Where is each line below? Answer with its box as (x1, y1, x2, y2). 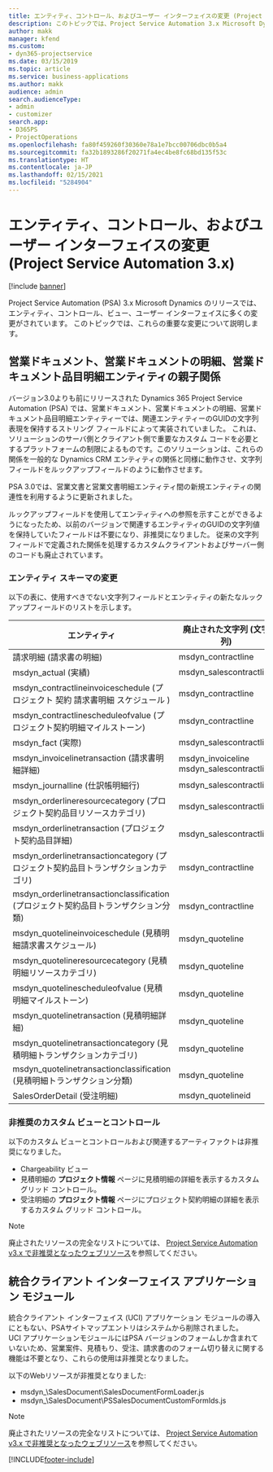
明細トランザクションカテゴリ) (20, 1049, 138, 1061)
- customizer (8, 111, 53, 119)
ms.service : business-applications (8, 72, 129, 81)
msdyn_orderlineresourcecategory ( (12, 795, 150, 806)
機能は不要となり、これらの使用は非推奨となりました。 (8, 1353, 193, 1364)
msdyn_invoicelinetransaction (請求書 (12, 752, 156, 764)
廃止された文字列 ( (182, 624, 253, 635)
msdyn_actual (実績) (12, 667, 91, 678)
